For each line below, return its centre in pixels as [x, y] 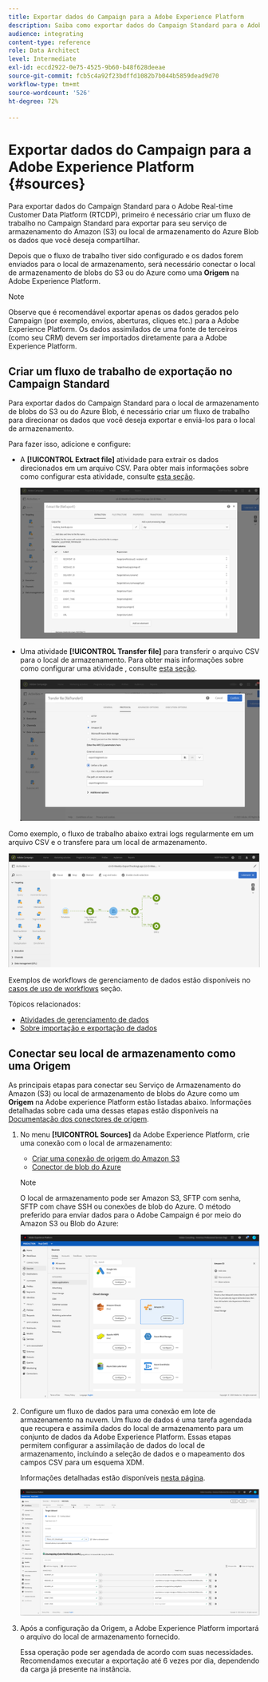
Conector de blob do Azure [77, 1166]
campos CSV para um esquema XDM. [82, 1462]
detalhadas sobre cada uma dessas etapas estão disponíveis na [113, 1110]
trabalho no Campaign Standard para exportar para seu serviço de [118, 223]
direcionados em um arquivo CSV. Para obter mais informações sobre [134, 468]
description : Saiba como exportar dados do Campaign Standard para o [126, 25]
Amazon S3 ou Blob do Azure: [69, 1223]
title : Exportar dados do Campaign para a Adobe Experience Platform [126, 17]
